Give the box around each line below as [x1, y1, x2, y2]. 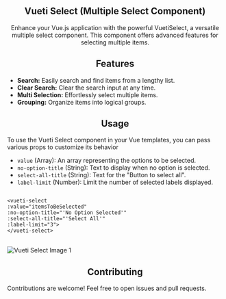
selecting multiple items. [81, 38, 149, 47]
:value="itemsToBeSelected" [7, 203, 88, 211]
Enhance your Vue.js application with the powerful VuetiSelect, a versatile [11, 23, 219, 31]
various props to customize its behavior [7, 143, 118, 151]
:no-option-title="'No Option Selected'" [7, 209, 127, 216]
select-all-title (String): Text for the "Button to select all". [16, 171, 186, 179]
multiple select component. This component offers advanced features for [12, 31, 218, 39]
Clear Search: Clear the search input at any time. [16, 83, 156, 92]
